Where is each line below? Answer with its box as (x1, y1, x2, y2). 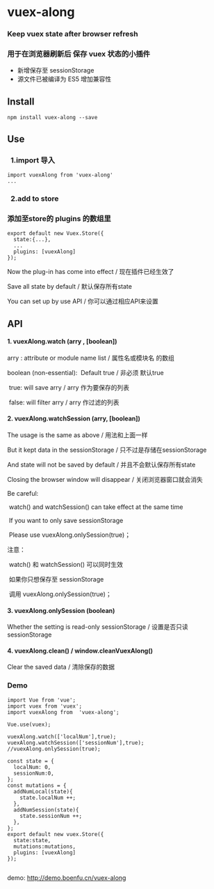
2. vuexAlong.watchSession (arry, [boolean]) (7, 414, 141, 423)
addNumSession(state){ (13, 806, 79, 813)
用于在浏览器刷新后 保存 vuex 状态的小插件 (7, 50, 151, 59)
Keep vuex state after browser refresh (7, 29, 138, 39)
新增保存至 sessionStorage (17, 66, 94, 75)
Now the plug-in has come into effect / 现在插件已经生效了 (7, 268, 174, 276)
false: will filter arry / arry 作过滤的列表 (8, 398, 120, 406)
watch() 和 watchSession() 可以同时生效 (8, 560, 124, 568)
